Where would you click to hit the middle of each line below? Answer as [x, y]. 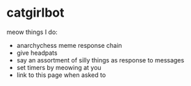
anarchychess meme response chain [69, 45]
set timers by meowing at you [59, 67]
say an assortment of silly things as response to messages [100, 60]
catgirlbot [35, 13]
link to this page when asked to [61, 75]
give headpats [37, 53]
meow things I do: [32, 32]
